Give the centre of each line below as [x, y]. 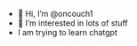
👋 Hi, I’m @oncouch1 [55, 14]
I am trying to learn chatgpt [68, 32]
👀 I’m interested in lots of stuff [73, 23]
